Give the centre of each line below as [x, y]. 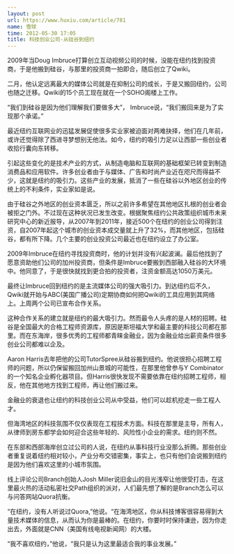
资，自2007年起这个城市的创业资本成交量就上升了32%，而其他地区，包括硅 [116, 230]
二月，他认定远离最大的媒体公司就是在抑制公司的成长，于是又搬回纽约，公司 [117, 84]
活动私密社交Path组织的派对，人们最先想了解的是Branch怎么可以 [131, 488]
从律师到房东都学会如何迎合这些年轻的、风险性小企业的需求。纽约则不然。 [114, 432]
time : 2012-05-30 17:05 [42, 33]
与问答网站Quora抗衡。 [41, 497]
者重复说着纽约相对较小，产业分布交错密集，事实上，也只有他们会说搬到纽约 [117, 456]
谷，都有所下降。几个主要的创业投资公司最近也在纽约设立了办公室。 [105, 239]
